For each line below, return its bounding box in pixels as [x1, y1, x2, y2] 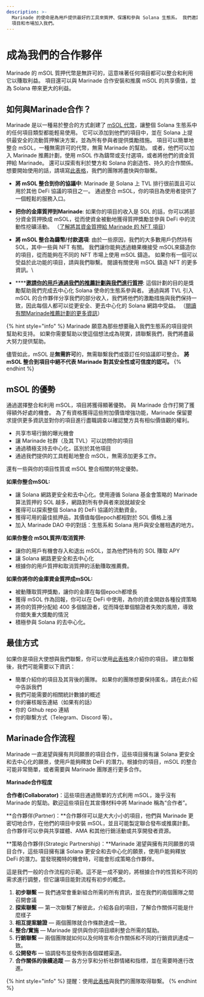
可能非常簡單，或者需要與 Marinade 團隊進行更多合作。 [6, 766, 145, 773]
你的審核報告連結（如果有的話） [15, 698, 95, 706]
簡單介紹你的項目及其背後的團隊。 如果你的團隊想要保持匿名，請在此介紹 [15, 675, 198, 683]
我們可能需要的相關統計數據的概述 [15, 690, 101, 698]
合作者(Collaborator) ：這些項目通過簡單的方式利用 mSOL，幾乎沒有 [6, 791, 177, 798]
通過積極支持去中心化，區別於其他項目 [15, 444, 111, 452]
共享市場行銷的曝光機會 [15, 429, 74, 437]
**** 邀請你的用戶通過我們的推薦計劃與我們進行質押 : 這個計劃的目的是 [15, 279, 189, 287]
